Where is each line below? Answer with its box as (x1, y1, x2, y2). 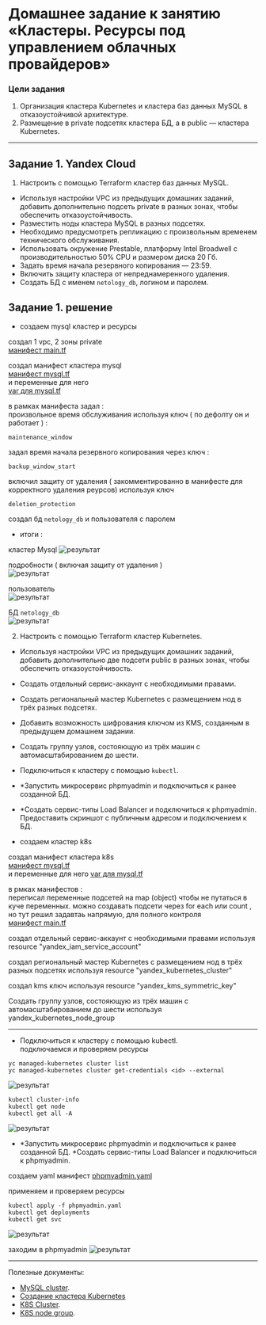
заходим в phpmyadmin (8, 1245, 88, 1255)
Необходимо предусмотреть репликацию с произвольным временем (19, 227, 257, 237)
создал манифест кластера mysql (8, 361, 122, 371)
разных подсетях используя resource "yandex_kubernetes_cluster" (8, 965, 232, 975)
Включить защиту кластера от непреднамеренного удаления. (19, 269, 230, 279)
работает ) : (8, 418, 48, 428)
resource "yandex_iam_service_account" (8, 942, 142, 951)
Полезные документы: (8, 1268, 85, 1277)
